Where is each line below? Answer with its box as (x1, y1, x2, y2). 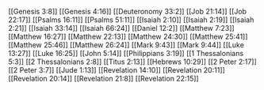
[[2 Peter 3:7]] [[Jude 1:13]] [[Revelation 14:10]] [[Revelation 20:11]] (8, 66, 226, 74)
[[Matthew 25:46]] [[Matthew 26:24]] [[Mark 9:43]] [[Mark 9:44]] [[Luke (8, 40, 244, 50)
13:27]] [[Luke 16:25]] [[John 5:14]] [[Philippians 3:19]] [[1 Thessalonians (8, 49, 244, 58)
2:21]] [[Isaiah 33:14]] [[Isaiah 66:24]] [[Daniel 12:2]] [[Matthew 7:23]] (8, 24, 235, 32)
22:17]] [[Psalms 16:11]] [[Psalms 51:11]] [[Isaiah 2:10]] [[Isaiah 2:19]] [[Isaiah (8, 15, 254, 24)
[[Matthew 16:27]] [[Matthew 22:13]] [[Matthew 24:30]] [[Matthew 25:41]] (8, 32, 248, 41)
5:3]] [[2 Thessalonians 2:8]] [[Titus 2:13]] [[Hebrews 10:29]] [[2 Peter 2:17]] (8, 57, 258, 66)
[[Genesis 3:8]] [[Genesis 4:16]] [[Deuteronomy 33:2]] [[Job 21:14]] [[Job (8, 7, 247, 16)
